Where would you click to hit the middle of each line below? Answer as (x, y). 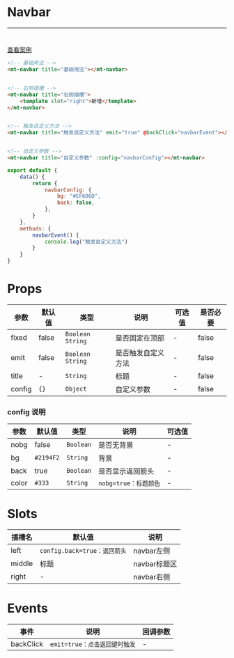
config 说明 (26, 412)
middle (22, 563)
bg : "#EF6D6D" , (79, 196)
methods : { (36, 228)
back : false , (76, 203)
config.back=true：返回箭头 (83, 551)
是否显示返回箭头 (126, 471)
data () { (32, 177)
